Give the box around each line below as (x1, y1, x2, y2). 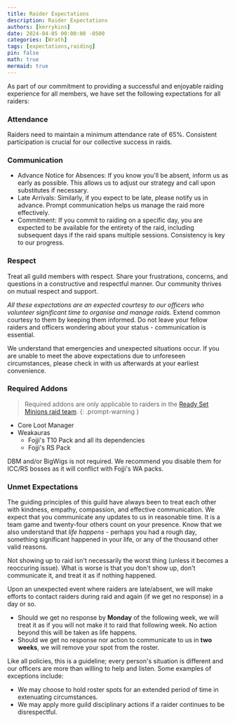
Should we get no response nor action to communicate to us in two (17, 636, 213, 644)
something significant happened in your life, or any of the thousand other (7, 535, 219, 544)
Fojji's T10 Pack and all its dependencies (27, 436, 145, 444)
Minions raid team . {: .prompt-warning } (24, 407, 140, 415)
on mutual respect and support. (7, 287, 98, 295)
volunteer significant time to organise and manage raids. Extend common (7, 308, 221, 316)
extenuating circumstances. (17, 693, 98, 701)
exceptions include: (7, 672, 64, 680)
